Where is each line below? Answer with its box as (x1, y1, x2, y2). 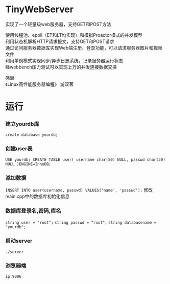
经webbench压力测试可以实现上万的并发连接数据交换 (5, 64, 117, 70)
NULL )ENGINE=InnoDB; (5, 161, 52, 167)
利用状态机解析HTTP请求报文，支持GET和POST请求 (5, 38, 114, 44)
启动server (5, 238, 33, 245)
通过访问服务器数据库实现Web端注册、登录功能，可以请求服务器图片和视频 (5, 44, 162, 51)
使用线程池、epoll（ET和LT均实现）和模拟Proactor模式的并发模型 (5, 32, 143, 38)
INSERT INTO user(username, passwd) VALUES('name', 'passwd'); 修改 (5, 187, 153, 193)
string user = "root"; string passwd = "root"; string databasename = (5, 220, 157, 225)
